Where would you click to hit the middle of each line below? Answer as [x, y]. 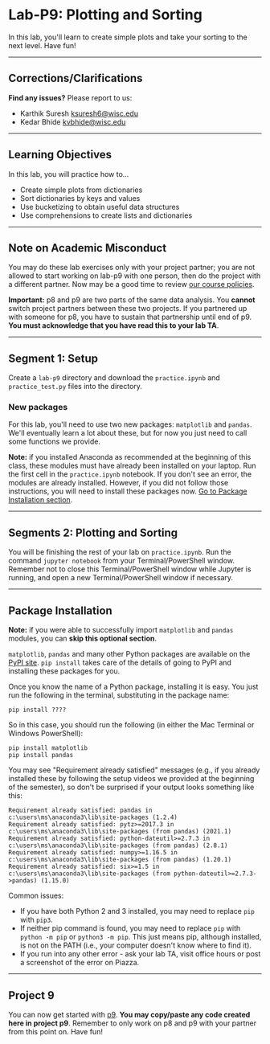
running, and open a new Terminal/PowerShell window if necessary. [121, 578]
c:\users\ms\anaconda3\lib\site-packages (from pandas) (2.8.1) [118, 845]
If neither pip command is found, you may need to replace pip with [130, 928]
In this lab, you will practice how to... [69, 174]
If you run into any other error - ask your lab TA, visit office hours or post [140, 954]
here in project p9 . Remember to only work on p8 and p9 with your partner [133, 1023]
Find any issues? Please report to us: [70, 97]
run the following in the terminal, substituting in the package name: [119, 695]
